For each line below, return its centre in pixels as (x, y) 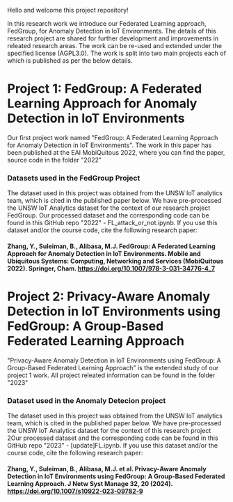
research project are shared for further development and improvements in (113, 38)
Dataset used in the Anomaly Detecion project (87, 400)
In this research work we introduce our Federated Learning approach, (107, 23)
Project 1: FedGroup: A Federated (105, 89)
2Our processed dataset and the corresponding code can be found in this (113, 438)
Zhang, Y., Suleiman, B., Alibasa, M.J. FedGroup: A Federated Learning (111, 246)
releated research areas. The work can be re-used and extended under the (115, 46)
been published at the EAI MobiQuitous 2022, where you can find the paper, (116, 152)
